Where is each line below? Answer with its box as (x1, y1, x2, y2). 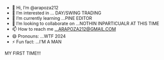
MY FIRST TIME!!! (4, 50, 41, 56)
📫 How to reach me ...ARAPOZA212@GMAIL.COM (11, 26, 116, 32)
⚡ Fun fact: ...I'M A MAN (11, 39, 62, 45)
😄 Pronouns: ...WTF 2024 (11, 33, 66, 39)
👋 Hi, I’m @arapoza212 (11, 5, 58, 10)
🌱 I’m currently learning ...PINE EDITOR (11, 15, 92, 21)
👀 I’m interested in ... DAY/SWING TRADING (11, 10, 101, 16)
